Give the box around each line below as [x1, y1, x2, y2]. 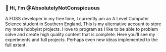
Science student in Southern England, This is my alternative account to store [5, 21, 162, 27]
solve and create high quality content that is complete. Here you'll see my [5, 32, 155, 38]
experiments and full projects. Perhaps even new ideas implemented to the [5, 37, 158, 43]
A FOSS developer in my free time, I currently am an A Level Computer [5, 16, 149, 22]
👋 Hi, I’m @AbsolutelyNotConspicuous [5, 4, 100, 11]
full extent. [5, 42, 27, 48]
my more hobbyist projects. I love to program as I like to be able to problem [5, 26, 159, 32]
